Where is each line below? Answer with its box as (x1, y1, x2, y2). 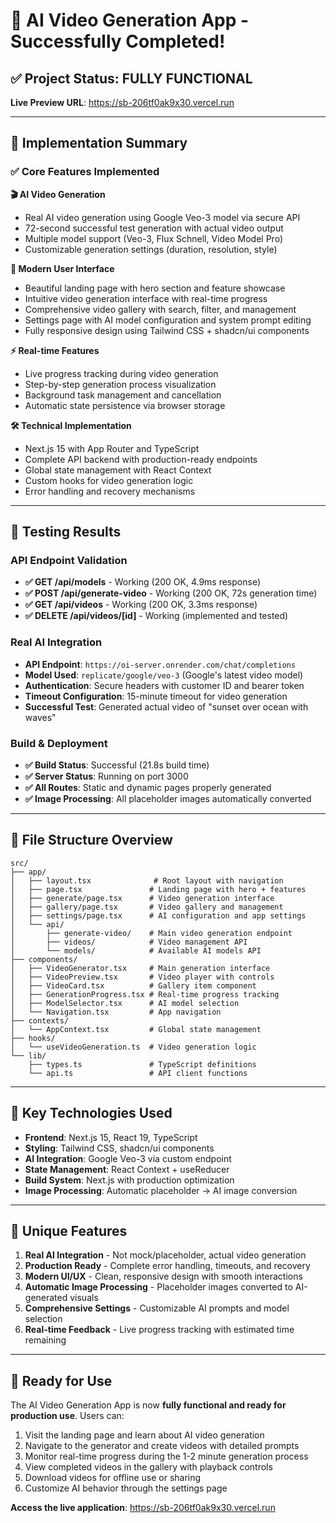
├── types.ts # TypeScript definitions (28, 1059, 257, 1069)
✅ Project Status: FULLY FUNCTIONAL (10, 70, 253, 87)
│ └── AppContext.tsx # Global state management (10, 1024, 262, 1034)
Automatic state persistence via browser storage (24, 399, 226, 411)
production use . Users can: (10, 1410, 125, 1422)
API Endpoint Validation (10, 554, 128, 567)
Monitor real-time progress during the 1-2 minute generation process (24, 1450, 309, 1463)
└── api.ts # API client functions (28, 1068, 248, 1078)
